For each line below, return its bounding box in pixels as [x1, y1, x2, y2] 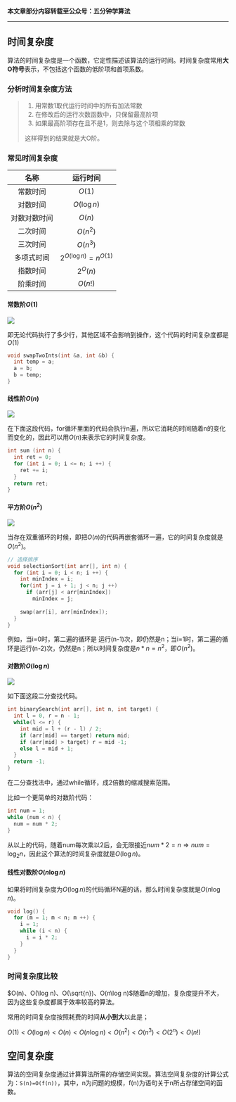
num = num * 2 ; [13, 820, 58, 828]
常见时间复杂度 [7, 153, 58, 163]
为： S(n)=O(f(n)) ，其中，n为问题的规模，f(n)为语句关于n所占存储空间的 [7, 1079, 217, 1087]
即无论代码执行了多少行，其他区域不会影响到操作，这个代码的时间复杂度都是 [7, 330, 229, 338]
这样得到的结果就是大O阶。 [24, 134, 104, 143]
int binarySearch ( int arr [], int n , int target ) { [7, 706, 159, 713]
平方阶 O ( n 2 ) [7, 501, 43, 511]
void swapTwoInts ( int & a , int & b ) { [7, 352, 114, 359]
